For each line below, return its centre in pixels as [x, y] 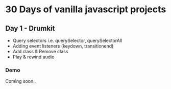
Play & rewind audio [33, 57]
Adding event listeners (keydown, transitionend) [63, 46]
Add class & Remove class [40, 51]
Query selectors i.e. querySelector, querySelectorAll [67, 40]
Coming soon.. [21, 81]
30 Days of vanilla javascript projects [86, 9]
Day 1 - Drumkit [30, 28]
